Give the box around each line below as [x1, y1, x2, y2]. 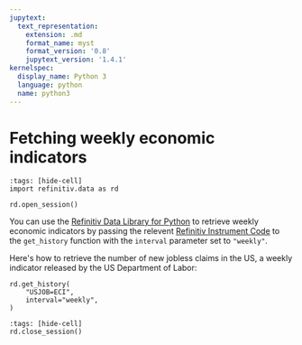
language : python [17, 80, 83, 89]
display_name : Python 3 [17, 72, 106, 81]
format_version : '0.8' [25, 47, 111, 56]
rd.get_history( [9, 280, 70, 289]
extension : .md [25, 30, 83, 39]
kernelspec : [9, 64, 54, 73]
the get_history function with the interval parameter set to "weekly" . [9, 236, 268, 247]
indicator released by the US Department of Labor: [9, 263, 197, 274]
